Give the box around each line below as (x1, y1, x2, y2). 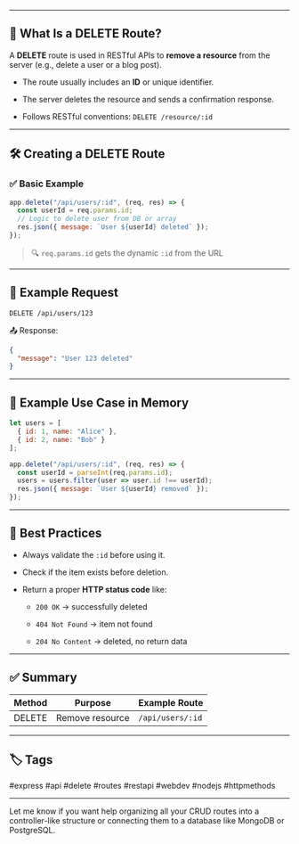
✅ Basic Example (9, 177, 85, 190)
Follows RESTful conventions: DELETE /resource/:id (21, 111, 214, 121)
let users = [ (9, 419, 62, 428)
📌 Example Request (9, 285, 118, 300)
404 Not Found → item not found (35, 619, 153, 629)
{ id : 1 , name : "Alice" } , (17, 427, 117, 436)
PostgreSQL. (9, 825, 56, 836)
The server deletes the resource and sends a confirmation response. (21, 94, 274, 104)
